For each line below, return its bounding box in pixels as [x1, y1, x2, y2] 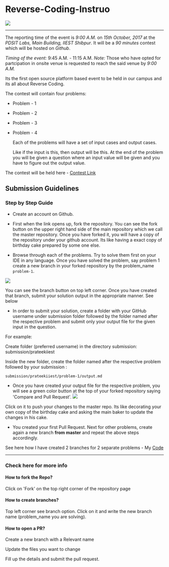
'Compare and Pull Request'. [12, 393, 72, 400]
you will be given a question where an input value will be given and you [12, 154, 160, 160]
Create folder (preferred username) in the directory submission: [5, 343, 137, 349]
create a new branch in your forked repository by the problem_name [12, 262, 154, 268]
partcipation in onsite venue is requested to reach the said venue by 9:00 [5, 60, 157, 66]
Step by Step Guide [5, 199, 53, 206]
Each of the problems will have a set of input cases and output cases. [12, 139, 157, 145]
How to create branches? [5, 497, 59, 503]
